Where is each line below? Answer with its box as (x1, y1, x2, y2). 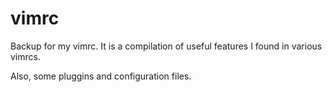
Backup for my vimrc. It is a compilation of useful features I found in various (10, 40, 323, 52)
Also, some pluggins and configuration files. (10, 70, 192, 82)
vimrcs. (10, 50, 41, 62)
